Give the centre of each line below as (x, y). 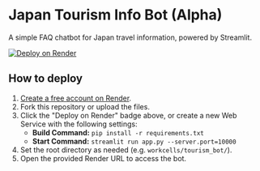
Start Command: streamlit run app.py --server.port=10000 (134, 141)
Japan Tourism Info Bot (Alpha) (115, 15)
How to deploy (46, 79)
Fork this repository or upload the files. (85, 106)
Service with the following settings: (79, 124)
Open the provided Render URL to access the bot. (103, 158)
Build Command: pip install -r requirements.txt (118, 132)
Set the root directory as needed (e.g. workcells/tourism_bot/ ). (126, 150)
